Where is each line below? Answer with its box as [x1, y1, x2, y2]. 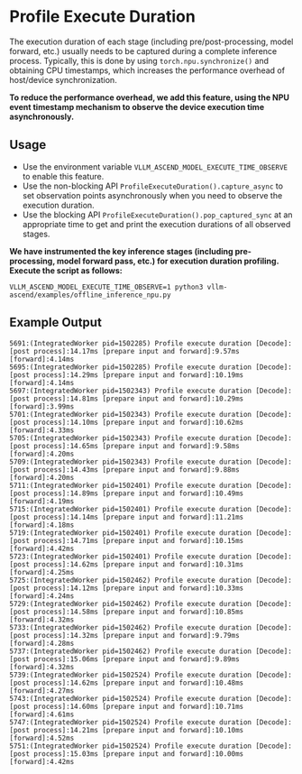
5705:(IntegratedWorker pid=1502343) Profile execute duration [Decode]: [9, 433, 293, 443]
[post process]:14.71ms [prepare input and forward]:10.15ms [9, 536, 244, 545]
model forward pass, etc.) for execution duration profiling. [56, 255, 279, 266]
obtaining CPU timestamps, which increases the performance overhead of [9, 65, 286, 76]
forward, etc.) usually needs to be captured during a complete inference [9, 45, 278, 56]
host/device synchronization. [9, 74, 117, 85]
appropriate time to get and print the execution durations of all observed [22, 218, 291, 229]
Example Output [9, 315, 102, 330]
